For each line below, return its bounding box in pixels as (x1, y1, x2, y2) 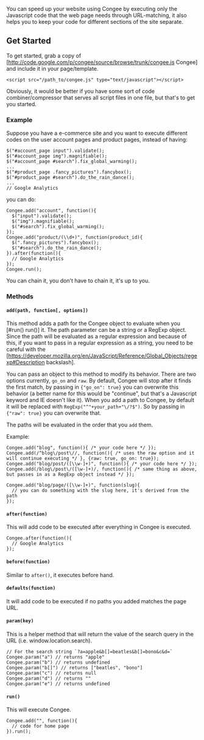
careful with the (6, 346, 46, 353)
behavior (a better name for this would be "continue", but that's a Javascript (6, 390, 197, 397)
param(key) (6, 618, 34, 624)
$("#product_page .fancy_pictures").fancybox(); (6, 169, 132, 176)
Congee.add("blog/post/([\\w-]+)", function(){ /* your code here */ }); (6, 461, 198, 467)
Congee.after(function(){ (6, 535, 72, 542)
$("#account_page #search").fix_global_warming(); (6, 159, 138, 165)
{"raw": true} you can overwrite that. (6, 409, 102, 417)
